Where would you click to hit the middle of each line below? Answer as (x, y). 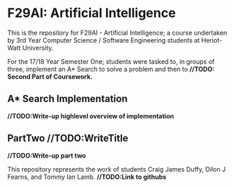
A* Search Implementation (68, 99)
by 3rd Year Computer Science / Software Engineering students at (104, 40)
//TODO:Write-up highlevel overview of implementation (91, 116)
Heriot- (212, 40)
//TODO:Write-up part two (47, 155)
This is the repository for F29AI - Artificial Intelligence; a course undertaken (117, 33)
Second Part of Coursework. (50, 77)
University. (38, 48)
